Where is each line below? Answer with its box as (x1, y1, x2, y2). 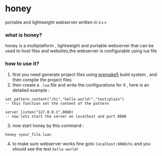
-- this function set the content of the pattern (5, 101, 109, 106)
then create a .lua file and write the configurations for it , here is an (12, 82, 149, 88)
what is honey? (5, 31, 42, 38)
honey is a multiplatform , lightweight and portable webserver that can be (5, 43, 154, 49)
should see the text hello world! (12, 146, 79, 152)
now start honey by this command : (12, 123, 84, 128)
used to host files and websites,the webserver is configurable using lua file (5, 48, 157, 54)
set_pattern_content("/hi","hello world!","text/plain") (5, 96, 125, 101)
